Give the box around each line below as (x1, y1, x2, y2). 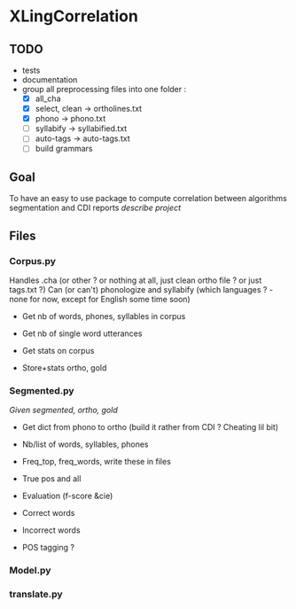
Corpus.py (9, 254, 56, 267)
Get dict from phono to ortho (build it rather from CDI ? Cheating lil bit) (21, 422, 279, 433)
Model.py (9, 565, 51, 577)
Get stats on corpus (21, 345, 95, 355)
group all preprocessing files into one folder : (21, 84, 187, 94)
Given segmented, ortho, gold (9, 405, 118, 416)
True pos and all (21, 473, 82, 484)
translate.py (9, 588, 64, 600)
